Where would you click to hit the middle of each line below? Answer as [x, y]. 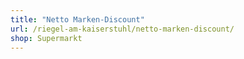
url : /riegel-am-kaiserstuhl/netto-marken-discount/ [122, 29]
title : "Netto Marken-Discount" [77, 19]
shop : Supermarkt [46, 38]
